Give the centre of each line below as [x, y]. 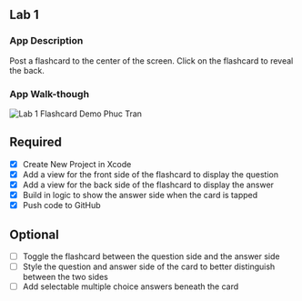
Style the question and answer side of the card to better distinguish [149, 266]
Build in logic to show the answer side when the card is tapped [140, 195]
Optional [34, 234]
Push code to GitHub [62, 206]
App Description [46, 41]
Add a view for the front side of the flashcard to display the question [151, 174]
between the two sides [65, 277]
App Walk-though [49, 94]
